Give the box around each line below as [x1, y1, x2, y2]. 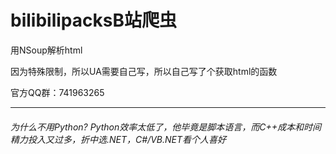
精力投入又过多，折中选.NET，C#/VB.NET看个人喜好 [10, 133, 227, 145]
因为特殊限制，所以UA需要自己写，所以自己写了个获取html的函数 [10, 65, 278, 77]
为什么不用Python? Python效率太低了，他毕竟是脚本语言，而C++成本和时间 [10, 121, 322, 133]
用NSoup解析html [10, 44, 83, 56]
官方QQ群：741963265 [10, 86, 105, 98]
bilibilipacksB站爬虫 [10, 9, 177, 32]
